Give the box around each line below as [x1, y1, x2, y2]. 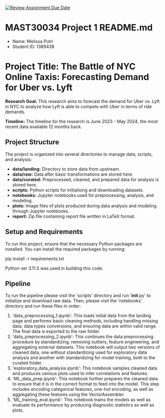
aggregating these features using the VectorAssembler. [12, 391, 125, 398]
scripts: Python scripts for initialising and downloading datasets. [12, 187, 144, 193]
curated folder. [12, 360, 43, 366]
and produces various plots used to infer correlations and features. [12, 371, 149, 376]
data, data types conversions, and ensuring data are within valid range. [12, 323, 157, 329]
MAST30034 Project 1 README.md [5, 22, 153, 33]
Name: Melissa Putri [12, 38, 53, 44]
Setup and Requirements [5, 228, 83, 236]
